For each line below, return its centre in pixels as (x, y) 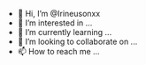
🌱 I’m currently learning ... (65, 32)
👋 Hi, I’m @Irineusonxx (59, 14)
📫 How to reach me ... (58, 51)
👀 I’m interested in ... (55, 23)
